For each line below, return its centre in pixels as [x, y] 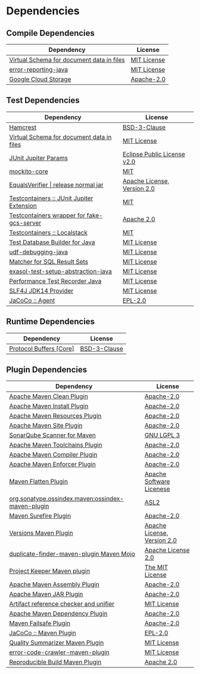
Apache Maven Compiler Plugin [53, 455]
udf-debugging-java [39, 252]
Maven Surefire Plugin [40, 516]
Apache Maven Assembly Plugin [54, 584]
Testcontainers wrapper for [47, 215]
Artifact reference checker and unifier [62, 604]
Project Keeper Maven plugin [50, 571]
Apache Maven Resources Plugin [55, 416]
